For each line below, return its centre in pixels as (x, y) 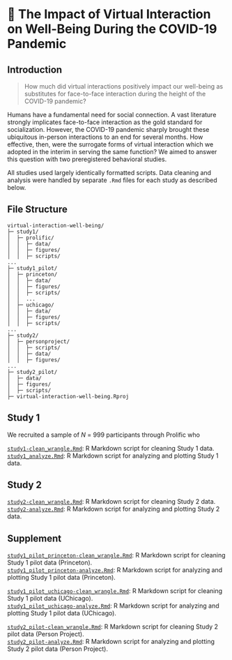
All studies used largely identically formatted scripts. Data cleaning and (109, 173)
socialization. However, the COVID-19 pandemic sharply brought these (108, 129)
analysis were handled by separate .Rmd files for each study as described (112, 180)
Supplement (34, 538)
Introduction (35, 69)
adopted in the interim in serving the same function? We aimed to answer (112, 152)
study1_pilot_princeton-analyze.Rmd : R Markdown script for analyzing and (115, 570)
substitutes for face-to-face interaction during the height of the (115, 94)
